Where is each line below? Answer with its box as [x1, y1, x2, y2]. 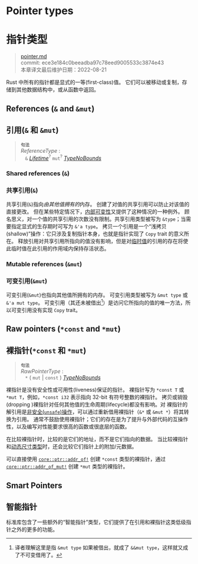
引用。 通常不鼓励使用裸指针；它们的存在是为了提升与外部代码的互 [16, 416, 178, 423]
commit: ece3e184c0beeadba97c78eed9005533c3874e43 [20, 59, 164, 66]
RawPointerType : [20, 368, 64, 375]
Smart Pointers [6, 480, 63, 490]
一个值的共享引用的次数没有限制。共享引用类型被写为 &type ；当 [31, 215, 186, 222]
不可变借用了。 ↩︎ [19, 552, 62, 559]
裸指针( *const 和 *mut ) [6, 345, 87, 355]
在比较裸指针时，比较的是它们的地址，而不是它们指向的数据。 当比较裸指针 [6, 435, 189, 443]
